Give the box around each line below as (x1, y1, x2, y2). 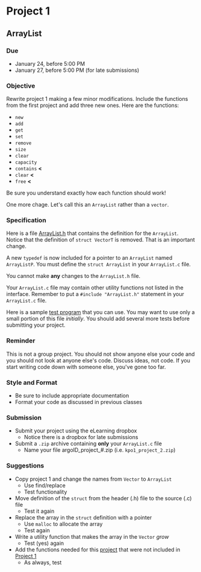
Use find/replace (23, 481, 66, 489)
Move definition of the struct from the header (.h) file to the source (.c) (14, 494, 192, 502)
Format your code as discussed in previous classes (14, 399, 143, 406)
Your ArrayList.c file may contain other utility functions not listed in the (6, 284, 184, 291)
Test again (23, 527, 50, 534)
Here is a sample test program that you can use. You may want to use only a (6, 309, 195, 316)
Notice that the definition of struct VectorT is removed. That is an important (6, 236, 195, 243)
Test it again (23, 507, 55, 515)
